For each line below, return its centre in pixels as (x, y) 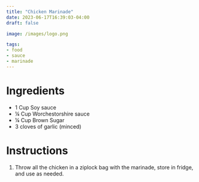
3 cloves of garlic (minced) (48, 126)
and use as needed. (39, 174)
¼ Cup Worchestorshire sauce (52, 114)
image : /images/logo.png (37, 34)
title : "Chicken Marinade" (40, 12)
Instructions (37, 151)
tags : (13, 45)
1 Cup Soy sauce (36, 107)
